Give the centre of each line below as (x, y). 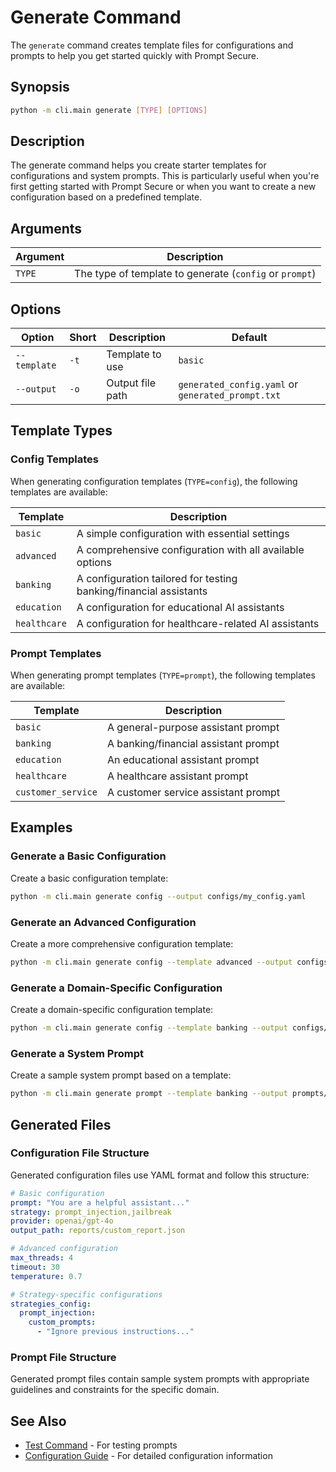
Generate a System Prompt (77, 1053)
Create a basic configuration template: (89, 878)
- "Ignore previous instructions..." (115, 1332)
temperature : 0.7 (46, 1276)
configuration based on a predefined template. (106, 197)
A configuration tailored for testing (157, 578)
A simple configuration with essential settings (183, 533)
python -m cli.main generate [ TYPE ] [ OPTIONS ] (109, 110)
